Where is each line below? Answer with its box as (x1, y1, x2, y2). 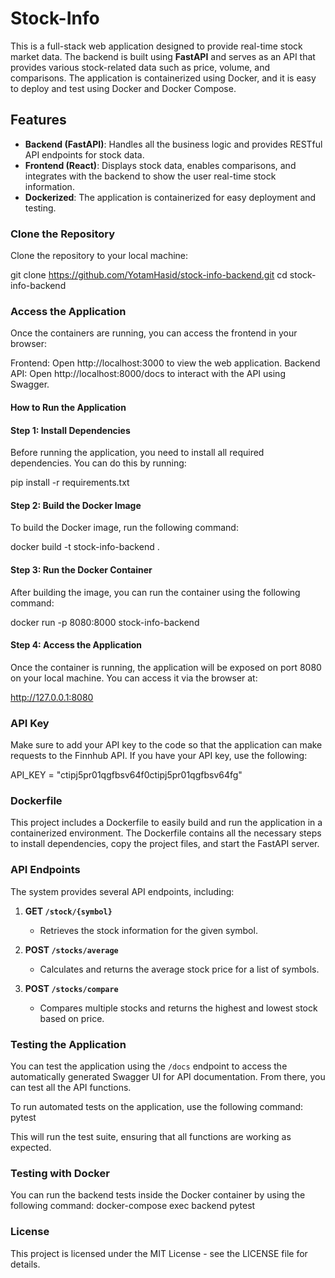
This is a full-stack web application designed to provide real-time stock (10, 40, 303, 52)
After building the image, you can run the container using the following (10, 586, 301, 598)
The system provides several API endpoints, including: (10, 885, 235, 897)
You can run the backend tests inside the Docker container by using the (10, 1189, 306, 1201)
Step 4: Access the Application (10, 639, 142, 651)
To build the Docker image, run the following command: (10, 522, 239, 534)
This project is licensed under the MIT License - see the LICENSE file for (10, 1247, 308, 1259)
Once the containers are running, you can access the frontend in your (10, 327, 298, 339)
